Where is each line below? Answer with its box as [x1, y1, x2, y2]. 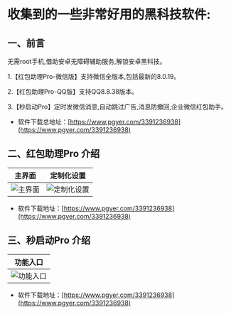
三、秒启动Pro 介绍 [7, 234, 91, 247]
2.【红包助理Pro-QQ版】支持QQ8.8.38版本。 [7, 87, 139, 96]
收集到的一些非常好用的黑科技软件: [7, 6, 211, 23]
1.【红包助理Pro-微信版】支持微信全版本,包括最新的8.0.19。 [7, 72, 181, 80]
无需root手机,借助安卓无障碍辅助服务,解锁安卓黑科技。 [7, 58, 166, 65]
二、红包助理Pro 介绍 [7, 148, 100, 160]
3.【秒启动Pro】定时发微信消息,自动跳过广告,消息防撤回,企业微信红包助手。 [7, 102, 227, 111]
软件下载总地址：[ [17, 118, 70, 126]
